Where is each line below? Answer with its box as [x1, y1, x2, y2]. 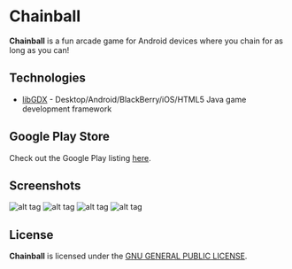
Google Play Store [9, 129, 111, 144]
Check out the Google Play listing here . [9, 152, 152, 163]
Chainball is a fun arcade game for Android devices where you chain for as [9, 35, 283, 46]
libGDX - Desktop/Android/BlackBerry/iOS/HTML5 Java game [21, 94, 247, 104]
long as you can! [9, 44, 70, 55]
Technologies [9, 71, 87, 86]
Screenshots [9, 178, 81, 193]
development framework [21, 104, 112, 114]
